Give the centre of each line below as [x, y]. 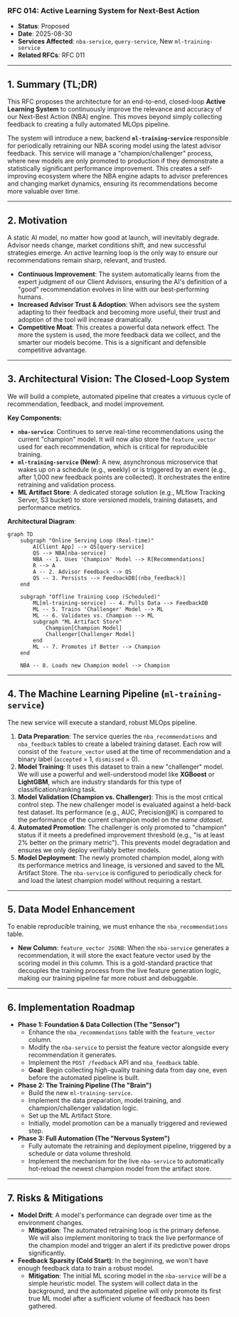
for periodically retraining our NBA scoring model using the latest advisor [115, 146]
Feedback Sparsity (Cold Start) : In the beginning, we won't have [113, 1260]
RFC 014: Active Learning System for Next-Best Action [103, 11]
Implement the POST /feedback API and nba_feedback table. [114, 1063]
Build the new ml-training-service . [80, 1093]
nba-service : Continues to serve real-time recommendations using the [121, 431]
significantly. [47, 1253]
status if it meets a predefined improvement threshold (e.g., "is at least [121, 834]
